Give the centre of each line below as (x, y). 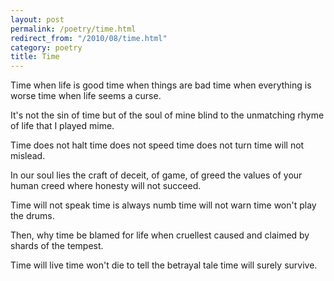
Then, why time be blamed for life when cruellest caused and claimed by (160, 235)
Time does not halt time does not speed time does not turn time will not (157, 145)
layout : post (37, 19)
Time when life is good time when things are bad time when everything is (161, 85)
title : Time (35, 57)
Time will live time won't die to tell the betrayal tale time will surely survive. (164, 265)
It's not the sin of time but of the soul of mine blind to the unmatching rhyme (167, 115)
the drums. (32, 216)
